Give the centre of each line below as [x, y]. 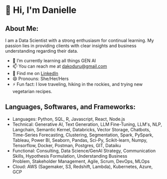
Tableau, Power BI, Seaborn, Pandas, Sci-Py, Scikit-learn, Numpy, [80, 140]
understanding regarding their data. [42, 51]
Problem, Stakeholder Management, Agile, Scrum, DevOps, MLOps [81, 161]
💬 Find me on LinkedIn [35, 73]
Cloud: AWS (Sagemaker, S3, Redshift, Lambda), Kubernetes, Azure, [83, 167]
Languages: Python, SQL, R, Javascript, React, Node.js [69, 119]
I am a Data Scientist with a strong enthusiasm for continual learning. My [80, 40]
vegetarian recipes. [32, 91]
